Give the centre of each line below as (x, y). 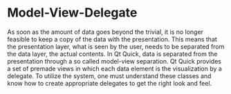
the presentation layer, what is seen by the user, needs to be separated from (116, 46)
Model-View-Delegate (72, 13)
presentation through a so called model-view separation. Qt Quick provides (114, 61)
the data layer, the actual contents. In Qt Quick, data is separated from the (112, 54)
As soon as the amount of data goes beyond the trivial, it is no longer (105, 32)
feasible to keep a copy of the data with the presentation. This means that (112, 39)
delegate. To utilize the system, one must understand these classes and (109, 76)
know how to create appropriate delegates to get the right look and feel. (110, 83)
